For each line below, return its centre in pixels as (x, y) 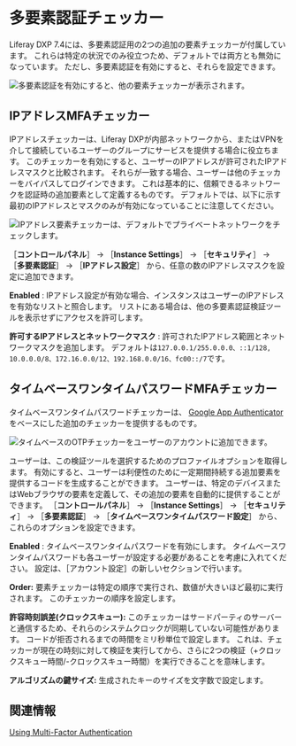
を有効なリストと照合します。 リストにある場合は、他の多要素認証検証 (138, 306)
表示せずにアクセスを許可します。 (86, 317)
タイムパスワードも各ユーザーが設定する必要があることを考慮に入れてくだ (152, 557)
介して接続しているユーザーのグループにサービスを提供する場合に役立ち (140, 150)
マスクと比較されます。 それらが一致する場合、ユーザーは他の (137, 172)
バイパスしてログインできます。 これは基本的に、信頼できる (133, 183)
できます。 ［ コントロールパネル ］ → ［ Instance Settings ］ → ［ (128, 505)
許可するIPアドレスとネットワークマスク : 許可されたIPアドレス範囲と (136, 336)
